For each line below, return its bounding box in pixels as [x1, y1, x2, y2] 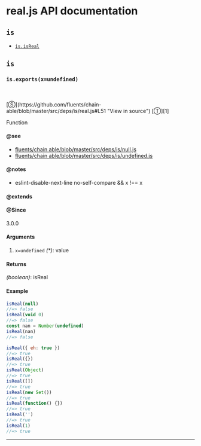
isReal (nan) [6, 328, 36, 334]
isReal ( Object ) [6, 367, 44, 373]
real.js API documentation [6, 4, 138, 18]
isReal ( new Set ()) [6, 389, 52, 395]
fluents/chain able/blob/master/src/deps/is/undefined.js [14, 152, 153, 159]
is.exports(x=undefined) [6, 76, 79, 83]
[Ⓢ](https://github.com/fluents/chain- [6, 100, 102, 108]
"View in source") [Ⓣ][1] [107, 107, 169, 114]
